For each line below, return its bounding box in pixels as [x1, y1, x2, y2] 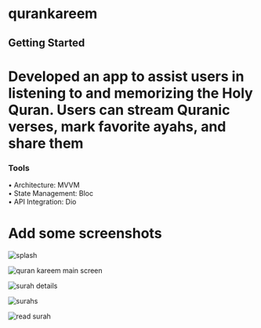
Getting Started [8, 36, 85, 50]
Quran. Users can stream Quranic [8, 101, 230, 119]
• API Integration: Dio [8, 197, 77, 207]
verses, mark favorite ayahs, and [8, 117, 227, 135]
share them [8, 135, 84, 152]
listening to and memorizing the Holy [8, 84, 253, 102]
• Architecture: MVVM [8, 180, 80, 190]
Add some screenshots [8, 225, 162, 242]
